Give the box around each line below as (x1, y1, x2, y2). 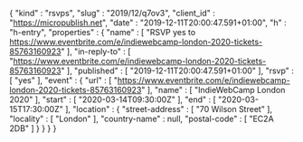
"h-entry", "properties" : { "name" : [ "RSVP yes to (9, 27, 196, 37)
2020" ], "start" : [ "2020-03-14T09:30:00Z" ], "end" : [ (9, 94, 217, 105)
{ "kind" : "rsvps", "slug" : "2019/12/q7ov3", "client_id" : (9, 8, 215, 18)
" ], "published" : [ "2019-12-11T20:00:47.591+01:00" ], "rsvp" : (61, 65, 294, 76)
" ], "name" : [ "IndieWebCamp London (141, 85, 286, 95)
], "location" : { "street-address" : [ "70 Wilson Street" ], (64, 104, 273, 114)
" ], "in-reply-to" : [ (61, 46, 131, 57)
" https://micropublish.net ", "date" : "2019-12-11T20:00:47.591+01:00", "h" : (9, 17, 287, 28)
